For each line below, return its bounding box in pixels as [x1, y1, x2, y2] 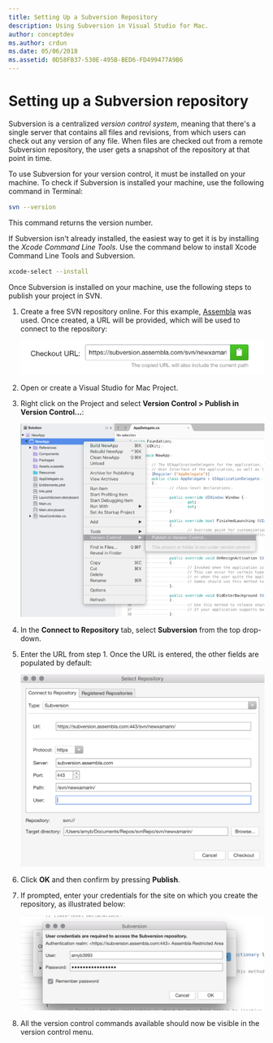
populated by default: [19, 658, 93, 668]
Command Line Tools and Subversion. [8, 250, 136, 260]
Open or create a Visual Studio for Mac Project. [19, 383, 179, 393]
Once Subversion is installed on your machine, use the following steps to [8, 282, 252, 292]
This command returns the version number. [8, 218, 154, 227]
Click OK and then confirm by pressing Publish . [19, 875, 180, 885]
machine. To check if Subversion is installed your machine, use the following [8, 177, 264, 187]
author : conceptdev [8, 30, 75, 38]
